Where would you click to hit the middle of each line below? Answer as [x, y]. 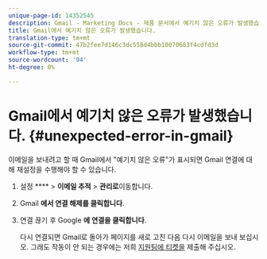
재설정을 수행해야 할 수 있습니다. [66, 169]
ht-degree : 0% [32, 68]
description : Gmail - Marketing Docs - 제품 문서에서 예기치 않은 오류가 [121, 23]
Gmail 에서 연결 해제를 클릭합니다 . [72, 203]
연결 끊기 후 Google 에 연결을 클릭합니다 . [83, 220]
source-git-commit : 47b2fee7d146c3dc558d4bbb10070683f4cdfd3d [113, 45]
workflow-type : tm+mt [44, 52]
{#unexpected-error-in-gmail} [131, 135]
